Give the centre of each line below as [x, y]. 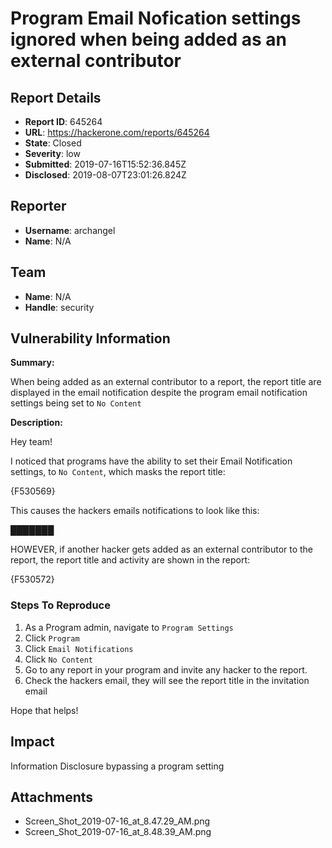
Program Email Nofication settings [156, 18]
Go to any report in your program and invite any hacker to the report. [166, 669]
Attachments [52, 797]
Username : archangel [70, 230]
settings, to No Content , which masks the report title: [118, 472]
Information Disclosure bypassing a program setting [117, 766]
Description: [36, 423]
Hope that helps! [44, 710]
